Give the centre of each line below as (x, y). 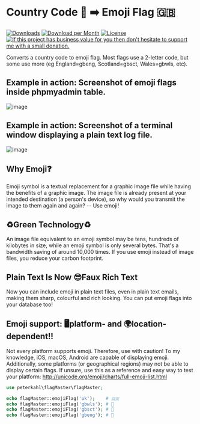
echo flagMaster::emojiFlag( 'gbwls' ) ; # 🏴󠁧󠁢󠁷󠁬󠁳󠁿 (60, 404)
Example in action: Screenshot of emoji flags (92, 83)
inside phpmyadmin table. (56, 92)
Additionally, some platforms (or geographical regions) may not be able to (97, 364)
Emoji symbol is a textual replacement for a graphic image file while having (98, 186)
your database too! (29, 304)
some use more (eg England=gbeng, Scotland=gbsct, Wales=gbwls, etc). (97, 64)
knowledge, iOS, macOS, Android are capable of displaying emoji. (88, 357)
